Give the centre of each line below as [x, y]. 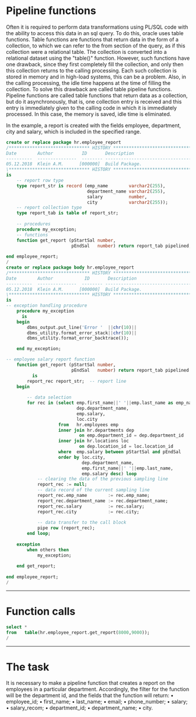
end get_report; [36, 566]
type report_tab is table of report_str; [67, 213]
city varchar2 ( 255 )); [127, 202]
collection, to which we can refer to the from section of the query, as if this [96, 46]
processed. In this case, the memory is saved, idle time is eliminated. [89, 114]
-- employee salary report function [50, 359]
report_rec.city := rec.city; [88, 512]
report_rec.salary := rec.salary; [91, 506]
